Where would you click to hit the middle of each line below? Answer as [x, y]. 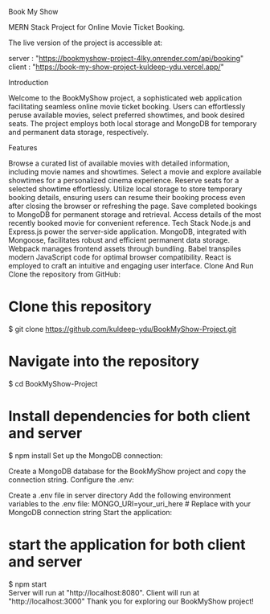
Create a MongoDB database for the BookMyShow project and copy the [127, 471]
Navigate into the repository [104, 362]
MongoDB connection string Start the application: [90, 512]
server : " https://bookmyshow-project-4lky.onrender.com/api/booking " [126, 58]
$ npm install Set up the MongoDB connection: [86, 455]
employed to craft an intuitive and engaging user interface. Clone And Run [131, 266]
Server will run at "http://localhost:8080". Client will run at [104, 592]
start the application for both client [127, 545]
